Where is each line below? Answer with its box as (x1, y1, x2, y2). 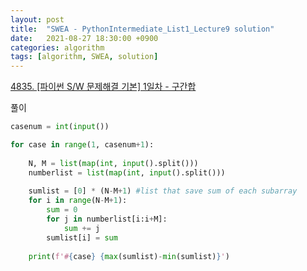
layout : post (10, 14, 65, 25)
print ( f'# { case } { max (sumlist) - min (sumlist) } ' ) (28, 251, 230, 261)
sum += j (63, 223, 101, 233)
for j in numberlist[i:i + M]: (46, 214, 168, 224)
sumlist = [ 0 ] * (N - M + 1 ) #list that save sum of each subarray (28, 186, 298, 196)
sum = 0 (46, 205, 78, 215)
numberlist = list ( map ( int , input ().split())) (28, 167, 226, 178)
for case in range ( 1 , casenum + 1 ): (10, 140, 155, 150)
